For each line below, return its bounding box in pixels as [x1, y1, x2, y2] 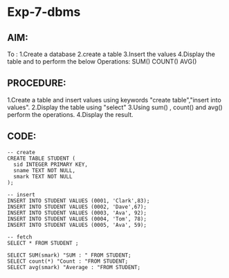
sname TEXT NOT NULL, [13, 167, 76, 174]
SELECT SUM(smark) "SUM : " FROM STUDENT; [7, 252, 131, 259]
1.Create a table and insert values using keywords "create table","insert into [7, 95, 221, 104]
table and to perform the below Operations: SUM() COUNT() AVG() [7, 57, 197, 66]
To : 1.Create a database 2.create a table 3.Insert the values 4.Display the [7, 50, 216, 58]
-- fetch [7, 233, 33, 241]
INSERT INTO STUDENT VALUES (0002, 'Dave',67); [7, 203, 147, 210]
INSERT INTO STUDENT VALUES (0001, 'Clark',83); [7, 197, 150, 204]
